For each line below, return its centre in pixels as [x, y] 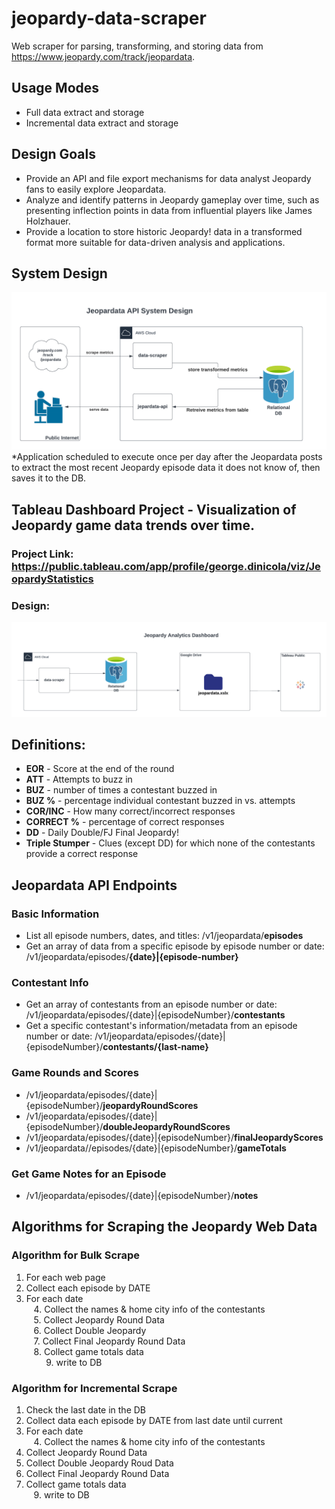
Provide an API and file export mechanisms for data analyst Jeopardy [168, 178]
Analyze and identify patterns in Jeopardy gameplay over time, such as [172, 199]
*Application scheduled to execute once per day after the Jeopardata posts [167, 457]
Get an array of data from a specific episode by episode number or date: [175, 946]
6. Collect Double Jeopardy [90, 1330]
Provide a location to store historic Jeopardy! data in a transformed [164, 231]
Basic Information [55, 914]
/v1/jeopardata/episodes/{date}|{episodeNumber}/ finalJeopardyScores [174, 1137]
